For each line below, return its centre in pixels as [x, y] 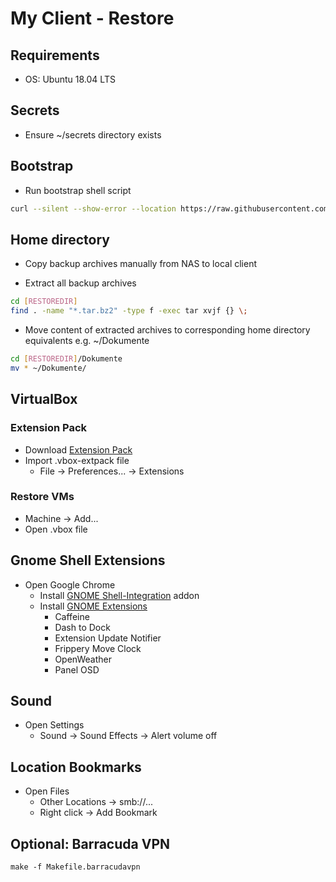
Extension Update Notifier [108, 638]
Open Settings [54, 725]
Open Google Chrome [70, 584]
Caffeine [72, 616]
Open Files [47, 791]
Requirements [55, 55]
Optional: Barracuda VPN [90, 843]
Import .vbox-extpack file [77, 460]
